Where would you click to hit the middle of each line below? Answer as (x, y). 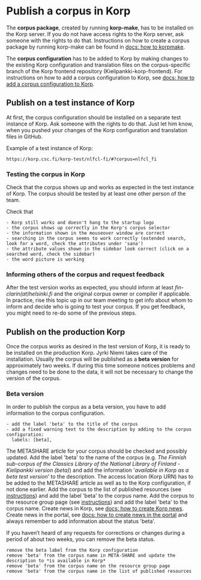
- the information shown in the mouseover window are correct (85, 233)
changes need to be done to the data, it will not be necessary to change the (100, 372)
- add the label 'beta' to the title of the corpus (72, 424)
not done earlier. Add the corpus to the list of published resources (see (94, 489)
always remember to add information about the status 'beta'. (81, 521)
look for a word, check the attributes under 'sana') (75, 244)
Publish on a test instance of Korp (70, 103)
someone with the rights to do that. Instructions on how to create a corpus (98, 40)
